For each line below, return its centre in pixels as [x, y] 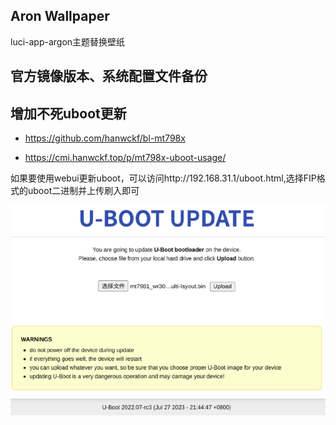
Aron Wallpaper [60, 16]
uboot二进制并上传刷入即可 [83, 191]
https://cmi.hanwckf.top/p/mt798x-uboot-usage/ [125, 158]
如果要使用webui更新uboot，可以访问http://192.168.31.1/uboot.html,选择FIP [163, 178]
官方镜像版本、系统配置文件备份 [109, 76]
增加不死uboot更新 [68, 113]
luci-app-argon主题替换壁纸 [68, 41]
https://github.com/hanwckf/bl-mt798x [105, 138]
